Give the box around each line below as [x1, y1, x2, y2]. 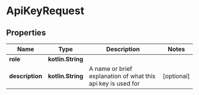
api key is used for [88, 80, 140, 87]
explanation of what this [88, 72, 156, 80]
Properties [6, 28, 46, 38]
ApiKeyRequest [6, 4, 85, 18]
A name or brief [88, 65, 133, 73]
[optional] [162, 72, 190, 80]
